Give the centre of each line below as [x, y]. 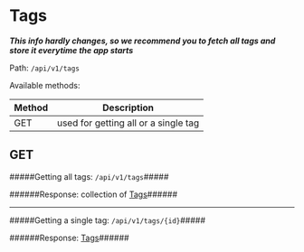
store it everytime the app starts [71, 50]
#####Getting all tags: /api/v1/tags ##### [89, 176]
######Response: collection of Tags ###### [94, 194]
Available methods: [45, 85]
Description [128, 107]
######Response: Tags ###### [69, 238]
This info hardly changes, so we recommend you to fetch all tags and [142, 41]
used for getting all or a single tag [128, 123]
